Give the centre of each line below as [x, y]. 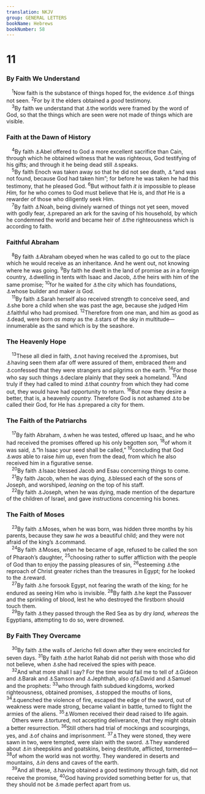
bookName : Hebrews [30, 23]
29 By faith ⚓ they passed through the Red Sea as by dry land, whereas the [105, 613]
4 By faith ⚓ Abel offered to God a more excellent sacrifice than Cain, [98, 151]
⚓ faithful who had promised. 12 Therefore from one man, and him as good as [102, 312]
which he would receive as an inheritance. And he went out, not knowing [98, 263]
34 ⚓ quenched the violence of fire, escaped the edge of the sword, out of [99, 699]
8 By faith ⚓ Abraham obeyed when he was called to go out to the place [101, 256]
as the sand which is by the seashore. [87, 326]
